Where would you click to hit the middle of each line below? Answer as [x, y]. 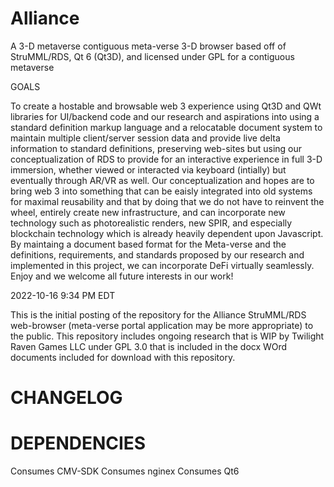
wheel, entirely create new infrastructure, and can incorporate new [148, 212]
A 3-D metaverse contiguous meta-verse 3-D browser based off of [148, 46]
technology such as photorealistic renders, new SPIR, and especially [151, 223]
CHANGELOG [66, 398]
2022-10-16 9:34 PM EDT [63, 295]
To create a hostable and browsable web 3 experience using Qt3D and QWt [166, 106]
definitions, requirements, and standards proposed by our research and [157, 254]
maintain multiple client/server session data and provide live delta [145, 138]
